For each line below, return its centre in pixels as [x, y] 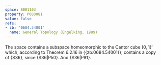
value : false [18, 19]
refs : [11, 23]
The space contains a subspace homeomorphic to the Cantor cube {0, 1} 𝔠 [79, 47]
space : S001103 [21, 10]
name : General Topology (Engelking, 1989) [54, 32]
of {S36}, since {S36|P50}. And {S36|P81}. [48, 57]
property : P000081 [24, 14]
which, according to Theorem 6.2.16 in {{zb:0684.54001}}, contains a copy [80, 52]
